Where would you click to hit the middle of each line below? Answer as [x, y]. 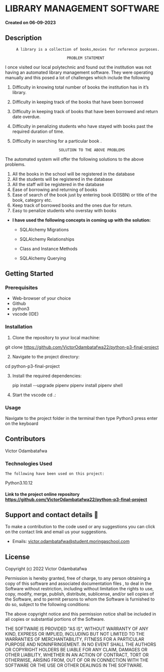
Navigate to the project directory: [46, 356]
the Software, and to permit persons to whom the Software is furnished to [80, 599]
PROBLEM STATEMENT [86, 58]
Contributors [25, 439]
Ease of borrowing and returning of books [55, 190]
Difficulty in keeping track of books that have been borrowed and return [85, 111]
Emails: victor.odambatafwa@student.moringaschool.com [71, 542]
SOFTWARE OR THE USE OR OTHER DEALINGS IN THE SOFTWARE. [74, 666]
